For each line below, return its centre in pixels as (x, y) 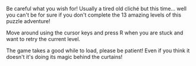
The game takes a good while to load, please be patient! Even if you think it (98, 51)
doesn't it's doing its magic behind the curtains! (64, 57)
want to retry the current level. (43, 39)
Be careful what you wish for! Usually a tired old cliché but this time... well (97, 9)
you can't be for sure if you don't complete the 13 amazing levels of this (94, 15)
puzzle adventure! (28, 21)
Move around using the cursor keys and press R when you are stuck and (95, 33)
